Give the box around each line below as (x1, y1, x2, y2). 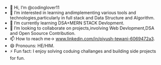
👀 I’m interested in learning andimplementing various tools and (9, 10, 136, 16)
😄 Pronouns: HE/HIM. (9, 43, 54, 49)
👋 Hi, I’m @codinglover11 (9, 5, 60, 10)
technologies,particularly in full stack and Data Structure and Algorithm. (9, 15, 155, 20)
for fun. (9, 55, 25, 61)
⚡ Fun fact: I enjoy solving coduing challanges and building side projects (9, 49, 156, 54)
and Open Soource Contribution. (9, 31, 76, 36)
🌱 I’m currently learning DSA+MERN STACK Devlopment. (9, 20, 125, 26)
